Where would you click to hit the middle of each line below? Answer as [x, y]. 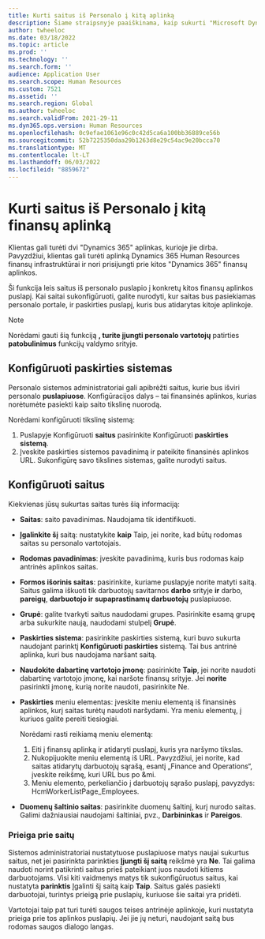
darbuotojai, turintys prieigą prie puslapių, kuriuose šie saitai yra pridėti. [125, 894]
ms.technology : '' [38, 60]
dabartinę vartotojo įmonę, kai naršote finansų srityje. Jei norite [123, 678]
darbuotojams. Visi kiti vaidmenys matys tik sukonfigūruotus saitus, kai [123, 877]
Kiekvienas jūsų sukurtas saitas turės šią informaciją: [94, 504]
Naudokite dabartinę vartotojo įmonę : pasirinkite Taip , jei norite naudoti [138, 670]
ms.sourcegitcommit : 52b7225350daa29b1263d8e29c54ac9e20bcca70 [114, 140]
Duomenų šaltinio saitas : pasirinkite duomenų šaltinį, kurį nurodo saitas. [138, 806]
